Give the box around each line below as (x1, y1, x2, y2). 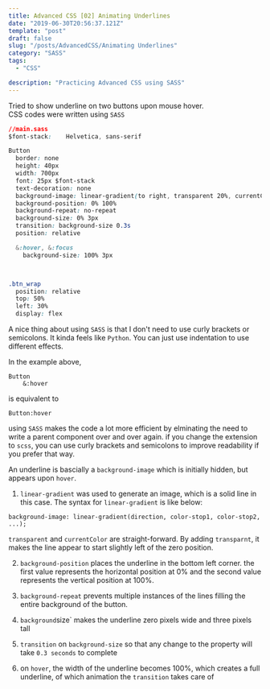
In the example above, (8, 357, 82, 366)
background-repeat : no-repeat (15, 207, 117, 215)
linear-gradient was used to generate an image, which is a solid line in (19, 489, 257, 498)
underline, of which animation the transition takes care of (19, 672, 215, 681)
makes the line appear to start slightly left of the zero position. (8, 543, 214, 552)
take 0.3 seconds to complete (19, 648, 118, 657)
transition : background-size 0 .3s (15, 222, 131, 230)
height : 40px (15, 162, 59, 170)
